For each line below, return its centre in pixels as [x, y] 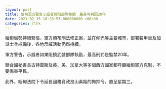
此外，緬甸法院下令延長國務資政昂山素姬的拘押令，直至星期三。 [70, 82]
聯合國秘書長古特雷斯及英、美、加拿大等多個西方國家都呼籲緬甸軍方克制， [81, 65]
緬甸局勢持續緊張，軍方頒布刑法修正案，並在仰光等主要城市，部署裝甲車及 [81, 38]
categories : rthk [23, 23]
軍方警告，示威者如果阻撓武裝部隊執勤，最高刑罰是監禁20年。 [68, 55]
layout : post [19, 10]
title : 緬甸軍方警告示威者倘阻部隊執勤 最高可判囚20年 [56, 14]
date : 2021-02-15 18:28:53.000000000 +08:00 [52, 19]
